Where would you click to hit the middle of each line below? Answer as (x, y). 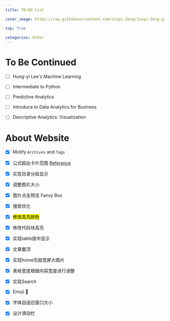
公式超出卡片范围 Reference (42, 163)
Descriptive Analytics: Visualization (49, 117)
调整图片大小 (26, 184)
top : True (16, 28)
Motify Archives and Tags (39, 152)
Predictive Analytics (33, 97)
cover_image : (19, 19)
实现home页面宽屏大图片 (38, 260)
